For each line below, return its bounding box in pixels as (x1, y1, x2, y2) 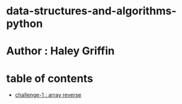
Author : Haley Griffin (6, 44, 115, 58)
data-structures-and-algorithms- (6, 4, 177, 18)
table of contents (6, 72, 94, 85)
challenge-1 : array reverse (14, 91, 82, 99)
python (6, 17, 43, 30)
